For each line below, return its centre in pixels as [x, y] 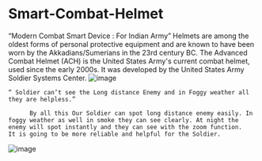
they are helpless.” [42, 99]
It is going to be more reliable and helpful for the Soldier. [115, 134]
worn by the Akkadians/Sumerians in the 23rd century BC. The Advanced [128, 52]
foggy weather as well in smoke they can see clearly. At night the [123, 120]
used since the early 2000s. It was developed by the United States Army [126, 69]
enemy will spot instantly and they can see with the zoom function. [125, 127]
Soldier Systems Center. [47, 78]
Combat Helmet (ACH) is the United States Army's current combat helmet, [129, 61]
